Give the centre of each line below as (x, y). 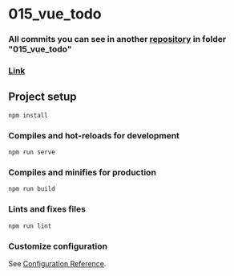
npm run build (32, 189)
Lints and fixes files (47, 209)
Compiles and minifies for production (82, 172)
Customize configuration (58, 246)
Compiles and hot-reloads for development (94, 135)
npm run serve (32, 152)
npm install (28, 115)
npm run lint (30, 226)
